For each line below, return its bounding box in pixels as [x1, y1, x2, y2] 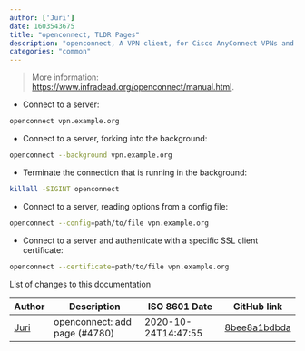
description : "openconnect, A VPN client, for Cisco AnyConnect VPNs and [9, 38, 295, 48]
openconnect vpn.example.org [9, 117, 120, 126]
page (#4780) [54, 327, 115, 339]
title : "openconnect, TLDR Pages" [9, 30, 141, 39]
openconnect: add [54, 315, 132, 327]
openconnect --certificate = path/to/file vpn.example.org [9, 262, 230, 271]
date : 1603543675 [9, 22, 75, 31]
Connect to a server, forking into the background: [22, 133, 208, 143]
